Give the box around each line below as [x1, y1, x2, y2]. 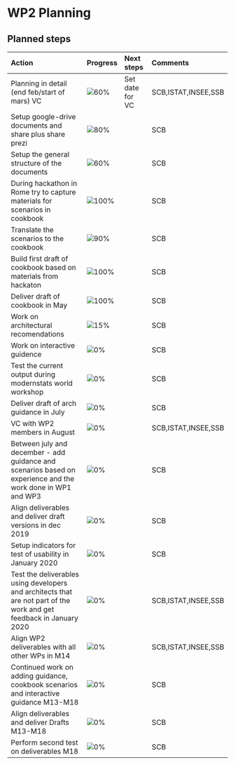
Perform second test [10, 738, 78, 747]
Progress [86, 58, 117, 67]
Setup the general [10, 149, 70, 159]
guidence [10, 349, 42, 359]
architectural [10, 320, 52, 330]
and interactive [10, 689, 60, 698]
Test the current [10, 361, 64, 370]
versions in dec [10, 520, 62, 530]
